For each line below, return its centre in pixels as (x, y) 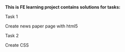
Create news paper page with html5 (42, 26)
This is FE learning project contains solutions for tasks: (63, 7)
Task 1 (12, 16)
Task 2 (12, 36)
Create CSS (17, 45)
